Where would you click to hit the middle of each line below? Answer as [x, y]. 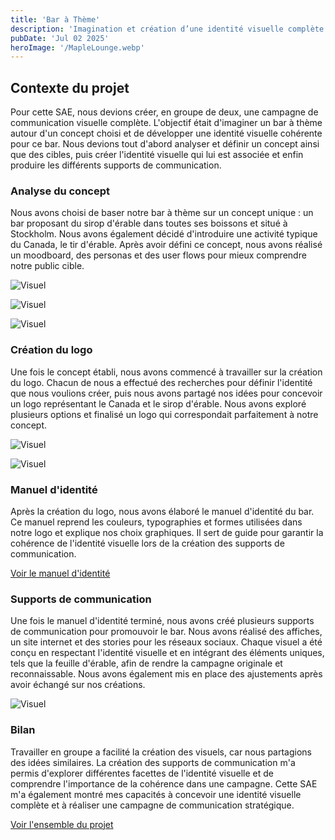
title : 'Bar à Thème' [55, 19]
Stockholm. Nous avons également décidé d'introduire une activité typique [164, 234]
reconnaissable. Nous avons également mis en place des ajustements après [166, 674]
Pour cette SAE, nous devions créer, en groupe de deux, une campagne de [164, 112]
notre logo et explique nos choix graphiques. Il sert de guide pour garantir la [167, 532]
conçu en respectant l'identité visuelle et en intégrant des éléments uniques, [167, 653]
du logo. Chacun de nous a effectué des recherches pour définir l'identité [161, 382]
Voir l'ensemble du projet [62, 824]
